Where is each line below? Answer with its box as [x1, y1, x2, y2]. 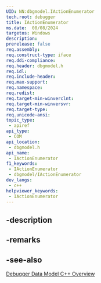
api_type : [6, 128, 30, 134]
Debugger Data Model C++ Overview [6, 270, 95, 277]
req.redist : [6, 90, 35, 96]
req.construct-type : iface [6, 52, 71, 58]
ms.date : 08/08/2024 [6, 25, 59, 31]
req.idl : [6, 68, 27, 74]
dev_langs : [6, 177, 33, 183]
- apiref [8, 123, 30, 129]
